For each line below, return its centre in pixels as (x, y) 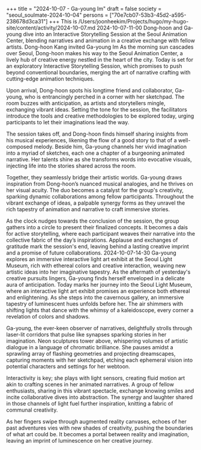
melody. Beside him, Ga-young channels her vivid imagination (110, 147)
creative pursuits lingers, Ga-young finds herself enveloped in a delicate (95, 278)
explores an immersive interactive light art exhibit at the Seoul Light (89, 259)
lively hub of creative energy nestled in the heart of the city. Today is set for (100, 60)
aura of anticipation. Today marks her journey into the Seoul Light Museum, (99, 285)
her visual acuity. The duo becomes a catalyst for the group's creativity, (95, 190)
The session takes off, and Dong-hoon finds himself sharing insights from (97, 134)
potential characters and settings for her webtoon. (68, 366)
